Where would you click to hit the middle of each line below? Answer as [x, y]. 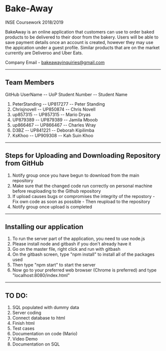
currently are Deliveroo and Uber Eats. [44, 53]
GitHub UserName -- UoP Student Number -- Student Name [66, 94]
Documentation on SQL [36, 344]
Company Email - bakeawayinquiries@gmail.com [55, 62]
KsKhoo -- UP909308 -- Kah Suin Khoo [53, 135]
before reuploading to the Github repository [57, 191]
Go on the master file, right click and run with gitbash [66, 249]
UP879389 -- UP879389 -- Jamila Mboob [55, 119]
